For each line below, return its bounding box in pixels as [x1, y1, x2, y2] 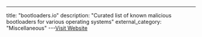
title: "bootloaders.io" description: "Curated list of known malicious [6, 12, 172, 18]
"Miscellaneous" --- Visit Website [6, 24, 88, 32]
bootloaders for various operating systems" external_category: [6, 18, 162, 25]
